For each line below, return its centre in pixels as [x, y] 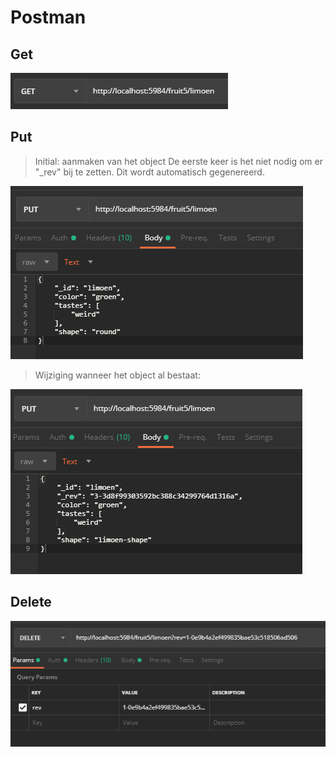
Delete [31, 602]
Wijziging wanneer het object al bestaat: [117, 375]
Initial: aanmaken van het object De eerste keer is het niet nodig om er [178, 161]
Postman [48, 17]
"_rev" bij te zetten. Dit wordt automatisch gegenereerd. [149, 172]
